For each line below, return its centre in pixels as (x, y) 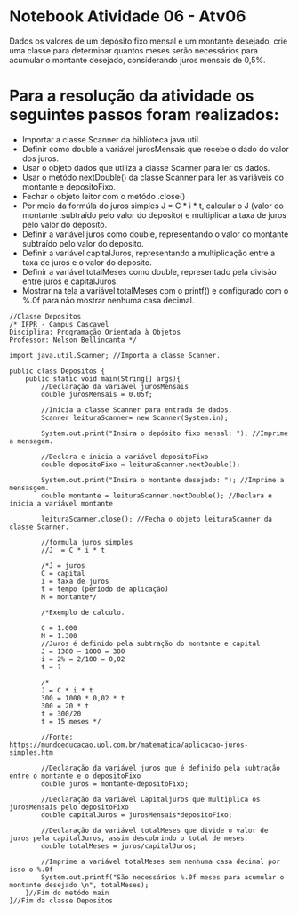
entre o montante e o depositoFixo (75, 776)
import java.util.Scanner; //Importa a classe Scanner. (115, 355)
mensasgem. (29, 488)
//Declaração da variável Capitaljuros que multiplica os (151, 799)
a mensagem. (31, 441)
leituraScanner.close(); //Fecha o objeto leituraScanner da (157, 519)
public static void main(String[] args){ (103, 379)
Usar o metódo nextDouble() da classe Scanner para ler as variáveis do (153, 177)
